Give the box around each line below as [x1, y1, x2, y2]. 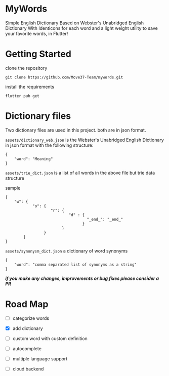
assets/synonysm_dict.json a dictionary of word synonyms [5, 247, 128, 254]
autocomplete [12, 345, 42, 352]
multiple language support [12, 356, 68, 362]
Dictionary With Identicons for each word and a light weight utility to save [5, 25, 158, 31]
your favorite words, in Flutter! [5, 30, 68, 36]
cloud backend [12, 366, 44, 372]
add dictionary [12, 325, 43, 331]
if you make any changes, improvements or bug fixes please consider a [5, 275, 159, 281]
